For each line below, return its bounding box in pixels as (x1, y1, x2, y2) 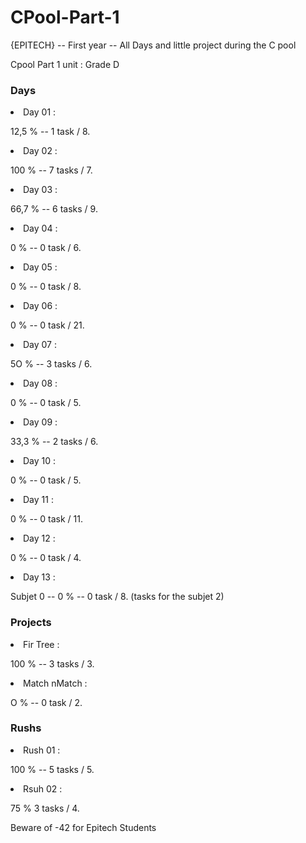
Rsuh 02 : (23, 782, 63, 795)
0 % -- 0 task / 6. (10, 242, 82, 254)
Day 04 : (23, 222, 58, 235)
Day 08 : (23, 377, 58, 390)
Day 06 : (23, 300, 58, 312)
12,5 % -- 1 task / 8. (10, 126, 91, 138)
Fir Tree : (23, 638, 60, 650)
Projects (10, 616, 52, 630)
